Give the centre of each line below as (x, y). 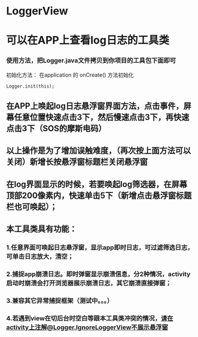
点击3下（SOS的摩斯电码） (56, 129)
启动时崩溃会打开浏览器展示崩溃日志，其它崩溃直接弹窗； (89, 283)
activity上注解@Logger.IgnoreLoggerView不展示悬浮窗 (87, 327)
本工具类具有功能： (42, 229)
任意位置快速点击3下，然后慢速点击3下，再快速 (102, 117)
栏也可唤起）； (32, 207)
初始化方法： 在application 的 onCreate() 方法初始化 (70, 75)
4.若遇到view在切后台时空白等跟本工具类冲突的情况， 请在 (90, 318)
